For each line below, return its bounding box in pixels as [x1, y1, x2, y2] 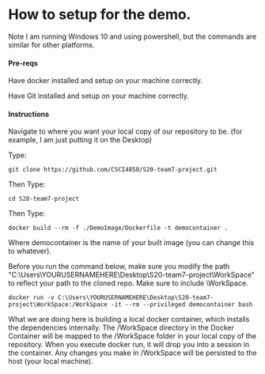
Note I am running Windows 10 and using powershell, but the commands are [8, 32, 257, 41]
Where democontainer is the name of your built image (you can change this [8, 238, 255, 247]
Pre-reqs [8, 58, 38, 68]
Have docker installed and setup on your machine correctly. [8, 76, 203, 85]
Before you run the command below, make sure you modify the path [8, 262, 230, 271]
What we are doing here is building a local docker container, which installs [8, 315, 250, 324]
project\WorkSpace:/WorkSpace [8, 300, 108, 309]
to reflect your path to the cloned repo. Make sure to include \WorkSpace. [8, 278, 248, 288]
